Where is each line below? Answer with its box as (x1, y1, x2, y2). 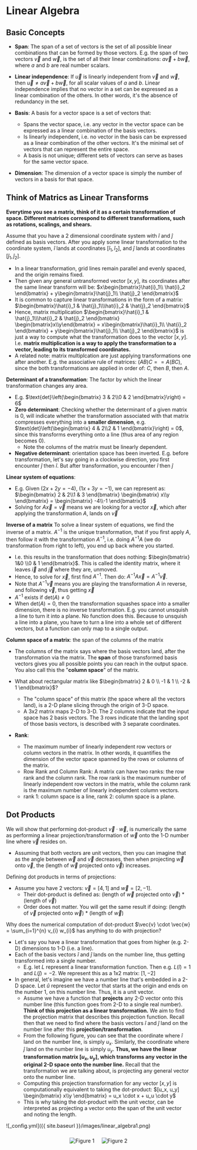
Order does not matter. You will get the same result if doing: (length (23, 903, 186, 910)
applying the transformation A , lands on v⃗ (14, 510, 118, 517)
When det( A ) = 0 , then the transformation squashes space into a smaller (14, 600, 190, 607)
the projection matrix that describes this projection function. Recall (23, 1013, 185, 1020)
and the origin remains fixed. (14, 271, 84, 278)
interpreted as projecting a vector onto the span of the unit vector (23, 1104, 182, 1111)
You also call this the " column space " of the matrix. (14, 666, 140, 673)
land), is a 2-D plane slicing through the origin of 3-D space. (23, 701, 169, 708)
